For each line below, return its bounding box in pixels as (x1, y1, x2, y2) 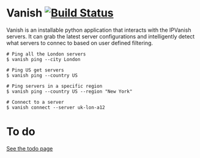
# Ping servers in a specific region (6, 83, 103, 89)
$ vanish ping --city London (6, 56, 81, 62)
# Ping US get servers (6, 67, 64, 73)
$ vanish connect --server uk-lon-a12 (6, 104, 105, 110)
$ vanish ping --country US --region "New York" (6, 88, 133, 95)
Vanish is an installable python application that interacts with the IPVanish (6, 26, 191, 34)
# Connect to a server (6, 99, 64, 105)
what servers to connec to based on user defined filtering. (6, 39, 154, 46)
